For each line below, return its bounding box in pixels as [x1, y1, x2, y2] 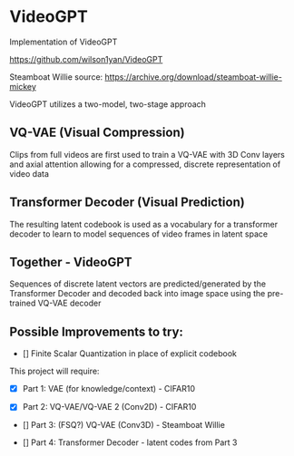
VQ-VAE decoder [37, 297, 102, 309]
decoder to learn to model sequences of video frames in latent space [9, 228, 269, 239]
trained [9, 297, 36, 309]
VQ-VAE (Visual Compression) [9, 125, 185, 141]
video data [9, 168, 50, 179]
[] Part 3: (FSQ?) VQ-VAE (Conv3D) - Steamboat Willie [22, 420, 225, 431]
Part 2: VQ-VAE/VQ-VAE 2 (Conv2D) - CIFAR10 [22, 402, 197, 412]
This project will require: [9, 365, 100, 377]
